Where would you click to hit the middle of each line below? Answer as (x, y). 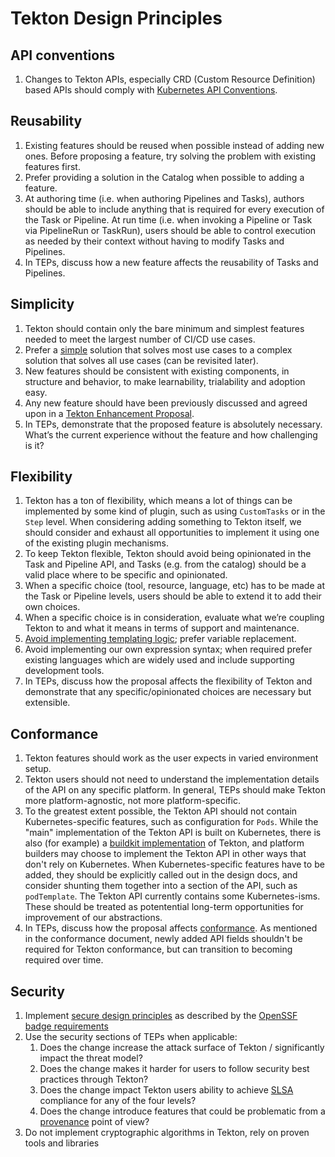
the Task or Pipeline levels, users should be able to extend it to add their (173, 596)
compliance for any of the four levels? (118, 1101)
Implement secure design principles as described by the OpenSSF (161, 1016)
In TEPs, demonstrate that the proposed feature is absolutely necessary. (173, 424)
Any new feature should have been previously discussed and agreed (166, 403)
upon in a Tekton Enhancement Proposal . (109, 413)
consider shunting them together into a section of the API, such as (161, 886)
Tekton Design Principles (116, 18)
